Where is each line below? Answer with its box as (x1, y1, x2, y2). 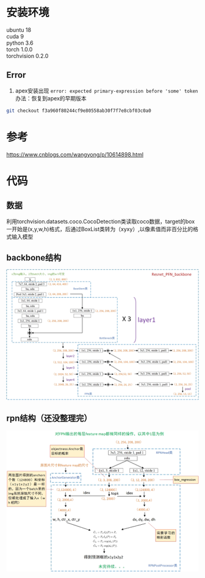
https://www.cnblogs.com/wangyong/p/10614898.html (6, 150, 144, 158)
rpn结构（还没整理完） (6, 413, 93, 424)
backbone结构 (6, 252, 62, 263)
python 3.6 (6, 39, 34, 46)
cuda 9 (6, 32, 24, 40)
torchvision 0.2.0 (6, 52, 49, 59)
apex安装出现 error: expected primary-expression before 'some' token (15, 87, 198, 94)
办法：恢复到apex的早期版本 (15, 94, 87, 102)
